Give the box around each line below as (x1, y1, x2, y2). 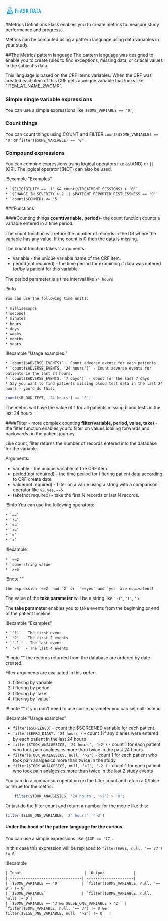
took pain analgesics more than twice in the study (12, 757, 116, 763)
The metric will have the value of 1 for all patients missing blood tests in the (5, 404, 161, 410)
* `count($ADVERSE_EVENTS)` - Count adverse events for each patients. (5, 360, 158, 365)
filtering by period (12, 684, 50, 691)
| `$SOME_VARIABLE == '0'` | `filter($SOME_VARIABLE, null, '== (5, 881, 161, 886)
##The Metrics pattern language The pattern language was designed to (5, 52, 154, 58)
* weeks (5, 331, 22, 336)
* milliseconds (5, 306, 37, 311)
